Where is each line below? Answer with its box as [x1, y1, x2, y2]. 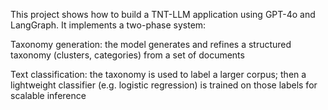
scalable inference [10, 90, 87, 101]
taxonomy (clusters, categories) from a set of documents [10, 49, 245, 61]
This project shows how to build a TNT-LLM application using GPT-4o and [10, 9, 316, 20]
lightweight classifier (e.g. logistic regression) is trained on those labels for [10, 79, 318, 91]
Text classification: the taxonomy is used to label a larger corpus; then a [10, 69, 307, 80]
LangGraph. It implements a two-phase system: [10, 19, 207, 31]
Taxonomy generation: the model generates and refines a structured [10, 39, 292, 50]
